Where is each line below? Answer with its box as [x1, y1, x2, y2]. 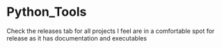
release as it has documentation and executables [6, 34, 148, 42]
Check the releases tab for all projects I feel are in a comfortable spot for [6, 27, 215, 35]
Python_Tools [6, 4, 87, 20]
